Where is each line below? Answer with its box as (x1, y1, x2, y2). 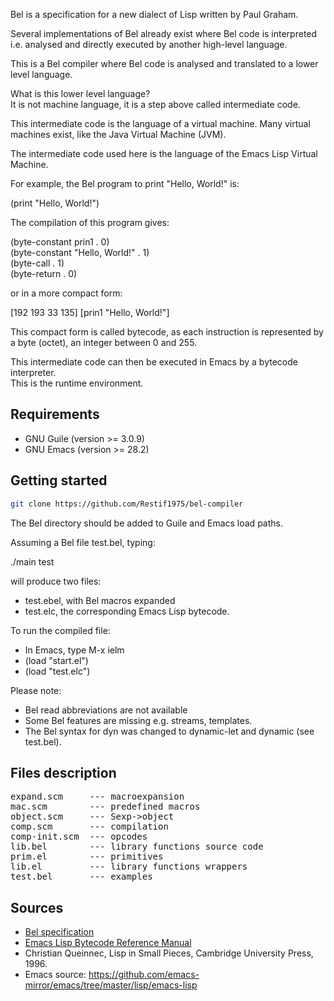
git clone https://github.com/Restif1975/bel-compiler (10, 499, 244, 509)
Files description (10, 764, 117, 781)
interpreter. (10, 367, 57, 378)
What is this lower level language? (10, 88, 151, 99)
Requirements (10, 406, 100, 423)
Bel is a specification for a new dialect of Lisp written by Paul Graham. (10, 9, 299, 20)
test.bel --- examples (10, 871, 153, 883)
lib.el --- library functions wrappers (10, 861, 248, 873)
